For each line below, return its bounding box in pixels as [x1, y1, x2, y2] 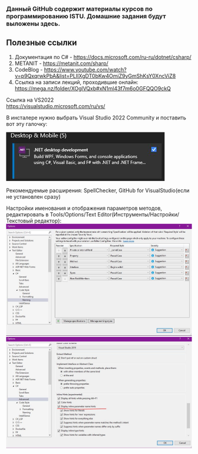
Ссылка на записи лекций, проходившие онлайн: [14, 79, 138, 86]
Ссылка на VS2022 [6, 96, 54, 103]
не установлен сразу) [6, 193, 61, 200]
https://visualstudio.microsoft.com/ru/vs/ [6, 102, 105, 109]
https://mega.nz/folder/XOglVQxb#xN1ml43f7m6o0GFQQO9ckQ [14, 85, 171, 92]
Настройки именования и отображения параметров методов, [6, 205, 162, 212]
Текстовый [6, 217, 34, 224]
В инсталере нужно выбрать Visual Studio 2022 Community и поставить [6, 114, 187, 121]
